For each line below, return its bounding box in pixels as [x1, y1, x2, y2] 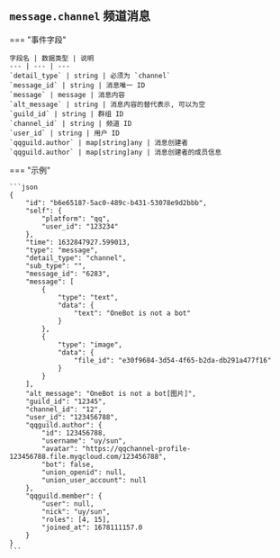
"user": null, [41, 499, 95, 508]
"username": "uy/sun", [41, 436, 127, 445]
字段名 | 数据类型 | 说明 [9, 53, 95, 63]
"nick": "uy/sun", [41, 507, 111, 516]
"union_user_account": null [41, 475, 147, 484]
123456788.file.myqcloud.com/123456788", [9, 452, 167, 461]
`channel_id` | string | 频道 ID [9, 119, 132, 128]
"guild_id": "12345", [25, 397, 106, 406]
